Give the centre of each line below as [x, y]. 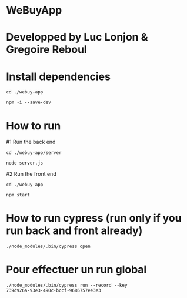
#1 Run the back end [31, 142]
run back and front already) [74, 231]
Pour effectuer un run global [76, 269]
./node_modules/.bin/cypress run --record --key [67, 286]
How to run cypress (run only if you [94, 218]
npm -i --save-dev [29, 103]
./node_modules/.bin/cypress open [49, 247]
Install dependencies [58, 76]
